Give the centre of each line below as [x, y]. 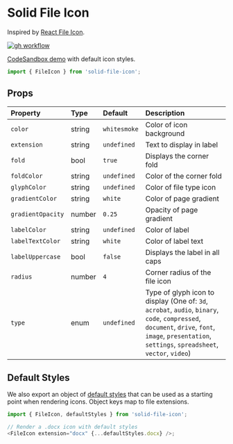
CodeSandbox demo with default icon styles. [71, 59]
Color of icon [166, 124]
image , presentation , [178, 336]
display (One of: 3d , [176, 301]
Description [165, 113]
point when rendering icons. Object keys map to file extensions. [98, 402]
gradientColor [34, 198]
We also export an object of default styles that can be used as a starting [110, 395]
